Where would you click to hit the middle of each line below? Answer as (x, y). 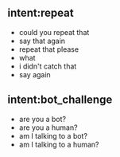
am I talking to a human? (59, 144)
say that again (42, 41)
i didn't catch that (48, 66)
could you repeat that (54, 32)
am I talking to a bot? (53, 135)
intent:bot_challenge (60, 100)
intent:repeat (41, 13)
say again (35, 74)
